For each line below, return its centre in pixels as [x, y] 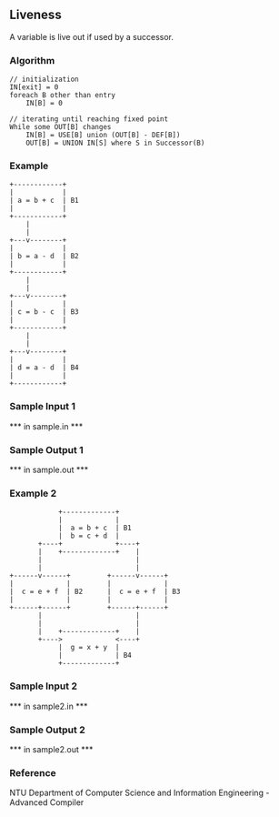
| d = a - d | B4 [44, 368]
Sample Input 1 [42, 407]
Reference [33, 772]
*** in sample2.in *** [49, 706]
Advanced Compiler [47, 802]
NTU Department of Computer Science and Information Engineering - [139, 793]
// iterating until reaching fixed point [89, 119]
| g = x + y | [89, 648]
